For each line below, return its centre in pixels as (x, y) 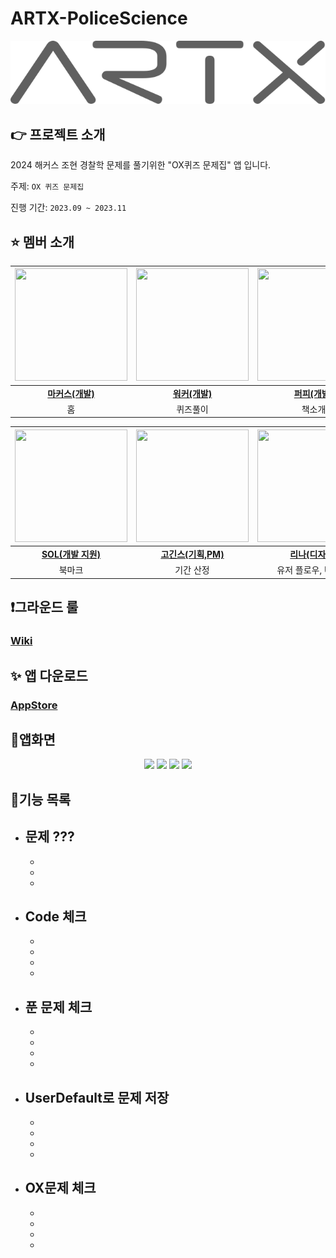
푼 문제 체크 (58, 1007)
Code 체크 (55, 916)
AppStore (34, 705)
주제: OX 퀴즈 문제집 (47, 186)
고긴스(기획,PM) (192, 554)
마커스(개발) (71, 393)
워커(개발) (192, 393)
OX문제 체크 (60, 1188)
